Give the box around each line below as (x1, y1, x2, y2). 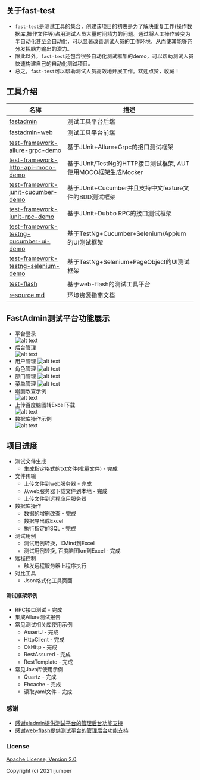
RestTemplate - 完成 (23, 658, 73, 665)
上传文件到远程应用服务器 (23, 495, 87, 502)
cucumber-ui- (9, 237, 51, 245)
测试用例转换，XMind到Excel (23, 539, 95, 547)
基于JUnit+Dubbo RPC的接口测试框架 (67, 209, 172, 217)
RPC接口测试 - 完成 (14, 606, 62, 613)
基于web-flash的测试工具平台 (67, 280, 151, 288)
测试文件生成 (14, 458, 46, 465)
